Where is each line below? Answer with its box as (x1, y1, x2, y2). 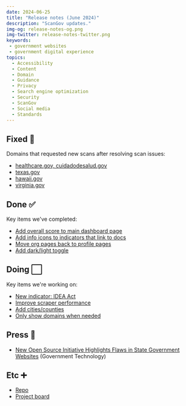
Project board (15, 393, 50, 400)
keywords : (6, 37, 32, 43)
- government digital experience (9, 49, 95, 55)
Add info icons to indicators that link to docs (15, 234, 126, 241)
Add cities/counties (15, 305, 64, 312)
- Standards (12, 111, 43, 117)
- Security (12, 94, 40, 100)
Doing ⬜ (6, 264, 43, 275)
